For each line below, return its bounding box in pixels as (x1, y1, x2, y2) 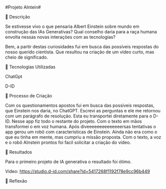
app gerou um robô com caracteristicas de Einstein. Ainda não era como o (5, 129, 158, 135)
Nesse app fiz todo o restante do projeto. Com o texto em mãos (11, 118, 142, 124)
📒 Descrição (5, 14, 30, 19)
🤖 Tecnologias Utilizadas (5, 64, 56, 70)
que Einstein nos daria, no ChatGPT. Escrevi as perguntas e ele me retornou (5, 108, 161, 113)
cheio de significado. (5, 54, 48, 60)
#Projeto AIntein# (5, 4, 41, 10)
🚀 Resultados (5, 149, 32, 155)
